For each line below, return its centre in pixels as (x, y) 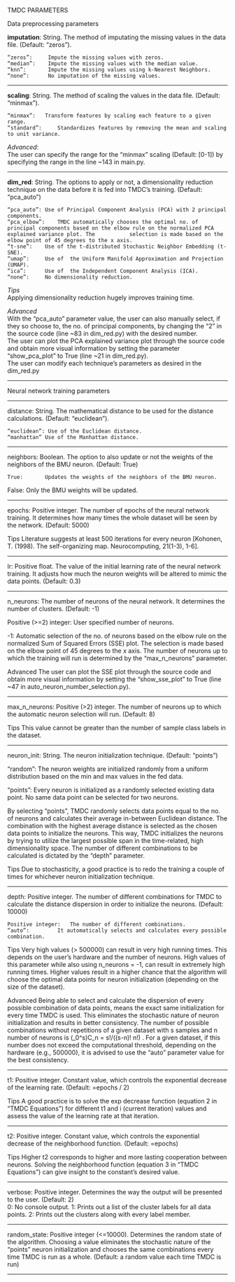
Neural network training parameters (59, 391)
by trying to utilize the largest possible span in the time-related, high (106, 841)
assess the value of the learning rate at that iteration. (83, 1116)
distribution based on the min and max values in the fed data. (95, 776)
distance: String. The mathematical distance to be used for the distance (111, 411)
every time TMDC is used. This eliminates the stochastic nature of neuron (113, 1015)
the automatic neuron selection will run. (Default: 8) (81, 714)
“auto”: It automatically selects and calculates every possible (117, 931)
